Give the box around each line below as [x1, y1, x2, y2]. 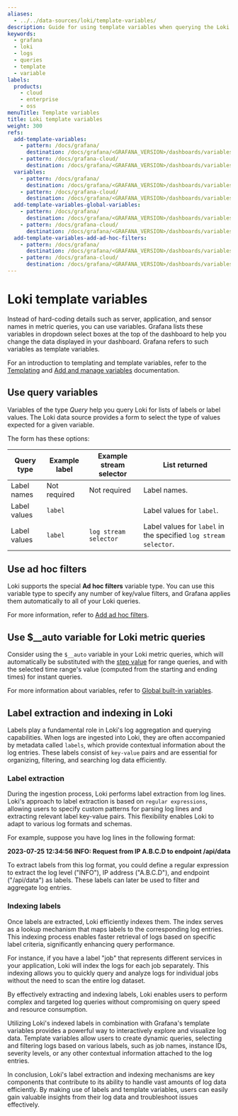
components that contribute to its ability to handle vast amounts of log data [7, 1078, 227, 1086]
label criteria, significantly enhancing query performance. [7, 940, 175, 948]
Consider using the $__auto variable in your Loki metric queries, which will [7, 650, 224, 659]
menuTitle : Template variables [7, 109, 100, 116]
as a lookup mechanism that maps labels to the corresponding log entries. [7, 925, 224, 933]
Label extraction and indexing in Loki [7, 706, 173, 719]
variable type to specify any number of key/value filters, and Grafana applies [7, 590, 231, 598]
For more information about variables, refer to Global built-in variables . [7, 687, 213, 695]
